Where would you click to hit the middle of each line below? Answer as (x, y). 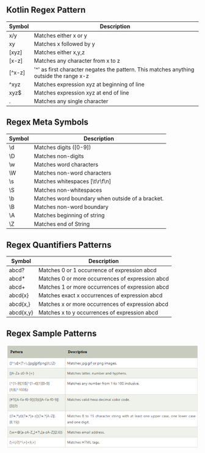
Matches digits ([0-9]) (63, 147)
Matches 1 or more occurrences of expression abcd (104, 287)
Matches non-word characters (73, 173)
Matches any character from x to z (77, 61)
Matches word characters (66, 164)
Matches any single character (71, 101)
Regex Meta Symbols (47, 122)
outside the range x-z (62, 76)
